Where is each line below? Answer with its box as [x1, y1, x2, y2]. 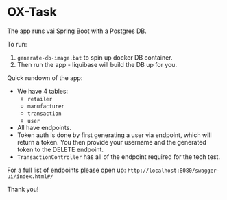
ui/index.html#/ [7, 173, 53, 180]
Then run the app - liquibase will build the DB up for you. [16, 60, 177, 68]
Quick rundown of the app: [7, 73, 83, 82]
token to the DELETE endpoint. [16, 145, 104, 153]
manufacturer [27, 103, 65, 110]
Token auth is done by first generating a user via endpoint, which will [16, 131, 212, 139]
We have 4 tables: [16, 87, 69, 95]
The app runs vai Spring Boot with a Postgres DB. [7, 27, 147, 35]
